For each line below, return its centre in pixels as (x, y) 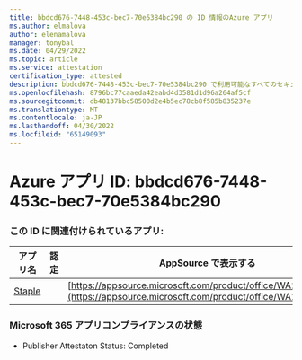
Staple (27, 291)
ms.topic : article (44, 59)
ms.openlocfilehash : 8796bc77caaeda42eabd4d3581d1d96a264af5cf (130, 92)
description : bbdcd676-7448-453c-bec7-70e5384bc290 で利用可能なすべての (143, 84)
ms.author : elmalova (48, 26)
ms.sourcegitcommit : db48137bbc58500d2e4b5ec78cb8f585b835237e (130, 101)
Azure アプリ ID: (71, 182)
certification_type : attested (66, 76)
